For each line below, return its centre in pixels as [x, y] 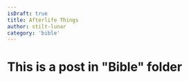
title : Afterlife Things [43, 20]
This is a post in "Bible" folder [94, 67]
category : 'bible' [34, 33]
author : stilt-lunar [37, 26]
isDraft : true [28, 13]
